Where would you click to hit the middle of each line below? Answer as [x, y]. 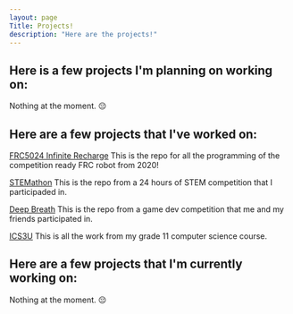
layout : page [33, 17]
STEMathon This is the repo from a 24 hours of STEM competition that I [141, 182]
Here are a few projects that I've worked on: [133, 134]
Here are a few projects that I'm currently [126, 264]
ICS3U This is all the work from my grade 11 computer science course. [138, 236]
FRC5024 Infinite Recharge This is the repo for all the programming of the [145, 156]
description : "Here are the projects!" [84, 34]
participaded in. [38, 192]
